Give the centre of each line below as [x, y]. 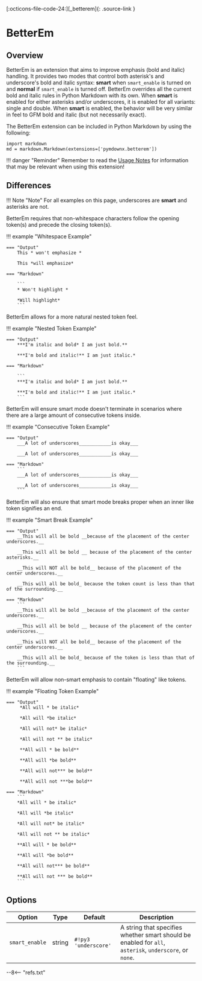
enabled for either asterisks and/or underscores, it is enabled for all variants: [101, 102]
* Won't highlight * [43, 290]
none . [127, 957]
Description [156, 917]
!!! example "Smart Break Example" [50, 520]
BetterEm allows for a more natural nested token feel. [72, 317]
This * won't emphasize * [50, 253]
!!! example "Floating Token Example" [53, 691]
